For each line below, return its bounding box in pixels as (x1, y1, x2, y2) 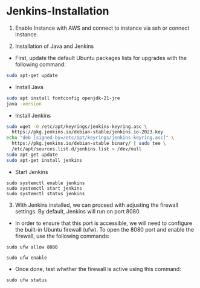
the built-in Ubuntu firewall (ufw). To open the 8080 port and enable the (15, 226, 195, 233)
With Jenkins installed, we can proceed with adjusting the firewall (15, 201, 178, 209)
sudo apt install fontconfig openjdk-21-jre (6, 95, 120, 101)
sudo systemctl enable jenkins (6, 180, 85, 186)
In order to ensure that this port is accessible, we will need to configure (15, 219, 192, 227)
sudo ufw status (6, 277, 47, 283)
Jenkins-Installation (6, 4, 110, 18)
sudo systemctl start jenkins (6, 185, 83, 192)
